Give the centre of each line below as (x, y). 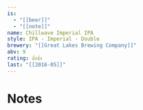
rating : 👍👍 (25, 58)
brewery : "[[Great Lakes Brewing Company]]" (72, 45)
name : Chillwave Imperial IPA (51, 33)
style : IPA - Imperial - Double (53, 39)
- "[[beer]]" (32, 20)
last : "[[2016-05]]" (37, 65)
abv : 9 (16, 52)
